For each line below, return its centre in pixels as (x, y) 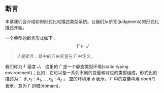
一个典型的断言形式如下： (31, 38)
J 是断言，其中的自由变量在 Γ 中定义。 (56, 56)
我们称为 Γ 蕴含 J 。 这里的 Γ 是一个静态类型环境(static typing (67, 66)
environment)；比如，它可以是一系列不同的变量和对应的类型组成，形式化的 (81, 72)
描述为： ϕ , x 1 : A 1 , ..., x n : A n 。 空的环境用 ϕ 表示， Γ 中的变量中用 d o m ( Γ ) (81, 79)
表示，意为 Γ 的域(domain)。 (34, 86)
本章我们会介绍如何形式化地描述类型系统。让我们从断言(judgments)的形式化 (82, 22)
